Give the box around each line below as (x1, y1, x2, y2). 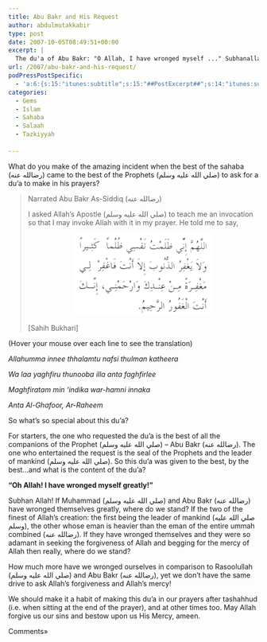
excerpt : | (8, 46, 44, 55)
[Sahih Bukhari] (27, 323, 79, 333)
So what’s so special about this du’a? (8, 415, 129, 425)
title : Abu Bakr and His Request (8, 13, 119, 21)
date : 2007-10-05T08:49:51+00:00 (8, 38, 119, 46)
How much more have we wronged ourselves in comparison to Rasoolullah (8, 562, 253, 571)
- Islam (15, 105, 41, 113)
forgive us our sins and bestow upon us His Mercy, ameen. (8, 611, 201, 621)
